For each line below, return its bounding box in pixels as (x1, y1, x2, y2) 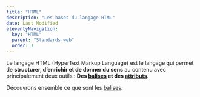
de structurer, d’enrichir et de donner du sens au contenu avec (6, 65, 167, 73)
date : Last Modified (6, 20, 59, 26)
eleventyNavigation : (6, 25, 59, 32)
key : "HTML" (12, 32, 42, 38)
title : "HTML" (6, 8, 42, 15)
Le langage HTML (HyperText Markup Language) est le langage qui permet (6, 59, 194, 67)
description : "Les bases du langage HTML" (6, 15, 115, 21)
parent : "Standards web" (12, 37, 75, 43)
